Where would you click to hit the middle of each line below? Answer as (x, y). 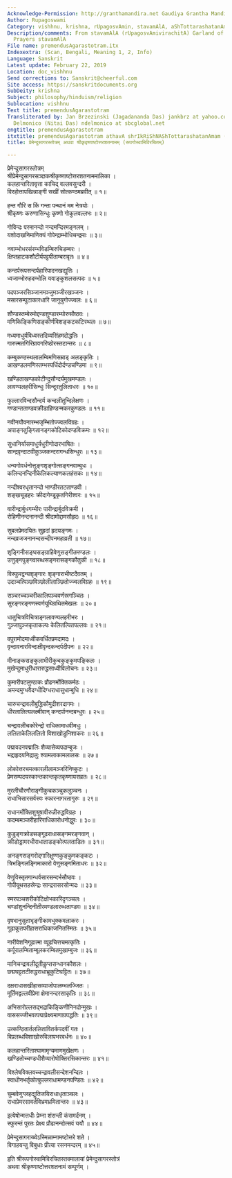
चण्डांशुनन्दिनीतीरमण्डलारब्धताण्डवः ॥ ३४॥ (54, 907)
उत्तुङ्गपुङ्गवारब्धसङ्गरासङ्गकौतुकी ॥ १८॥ (56, 560)
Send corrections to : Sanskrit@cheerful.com (72, 78)
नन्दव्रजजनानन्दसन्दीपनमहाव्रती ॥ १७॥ (49, 539)
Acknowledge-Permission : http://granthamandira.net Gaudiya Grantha (108, 14)
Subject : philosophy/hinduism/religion (65, 98)
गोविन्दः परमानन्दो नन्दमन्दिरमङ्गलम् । (48, 227)
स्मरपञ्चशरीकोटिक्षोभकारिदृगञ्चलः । (47, 899)
